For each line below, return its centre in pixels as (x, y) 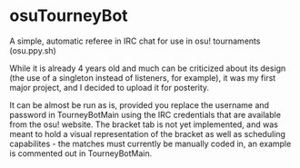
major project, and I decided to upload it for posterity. (110, 87)
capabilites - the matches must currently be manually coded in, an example (150, 143)
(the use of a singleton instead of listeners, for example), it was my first (143, 77)
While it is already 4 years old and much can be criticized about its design (148, 68)
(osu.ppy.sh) (33, 50)
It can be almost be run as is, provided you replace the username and (140, 104)
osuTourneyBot (69, 16)
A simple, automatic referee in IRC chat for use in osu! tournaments (135, 41)
